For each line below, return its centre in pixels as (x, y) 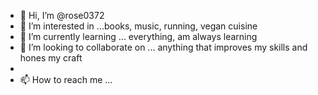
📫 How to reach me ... (66, 79)
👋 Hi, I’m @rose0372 (62, 15)
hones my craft (51, 58)
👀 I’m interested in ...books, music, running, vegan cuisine (138, 26)
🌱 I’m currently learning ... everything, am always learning (138, 36)
